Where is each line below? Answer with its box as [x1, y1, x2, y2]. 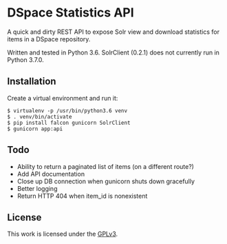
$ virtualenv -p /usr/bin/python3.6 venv [7, 107, 128, 114]
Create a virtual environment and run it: [7, 94, 118, 102]
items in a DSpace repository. [7, 34, 91, 43]
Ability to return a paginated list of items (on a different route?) [17, 162, 195, 170]
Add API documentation [17, 170, 85, 178]
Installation [7, 76, 56, 88]
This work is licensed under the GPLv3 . [7, 230, 118, 238]
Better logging [17, 184, 58, 192]
